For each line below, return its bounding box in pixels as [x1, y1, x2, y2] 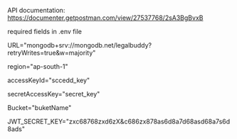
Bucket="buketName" [7, 104, 72, 112]
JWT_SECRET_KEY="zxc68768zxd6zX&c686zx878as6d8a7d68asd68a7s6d [7, 117, 231, 126]
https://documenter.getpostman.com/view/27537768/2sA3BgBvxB [7, 13, 204, 22]
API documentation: [7, 6, 65, 14]
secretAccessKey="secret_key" [7, 90, 100, 98]
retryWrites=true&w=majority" [7, 49, 96, 57]
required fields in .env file [7, 28, 82, 35]
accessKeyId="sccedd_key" [7, 76, 90, 84]
